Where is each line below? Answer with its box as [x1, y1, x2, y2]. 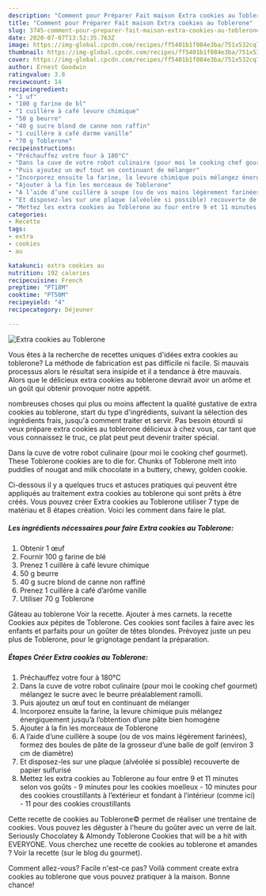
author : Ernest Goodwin [8, 63, 87, 71]
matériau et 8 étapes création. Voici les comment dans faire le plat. [8, 505, 226, 515]
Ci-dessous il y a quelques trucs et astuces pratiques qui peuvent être [8, 480, 237, 490]
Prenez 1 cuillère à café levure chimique [19, 560, 150, 570]
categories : [8, 211, 47, 219]
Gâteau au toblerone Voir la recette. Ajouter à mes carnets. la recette [8, 609, 233, 619]
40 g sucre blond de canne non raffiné [19, 577, 146, 586]
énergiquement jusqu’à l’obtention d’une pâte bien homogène [19, 715, 220, 724]
